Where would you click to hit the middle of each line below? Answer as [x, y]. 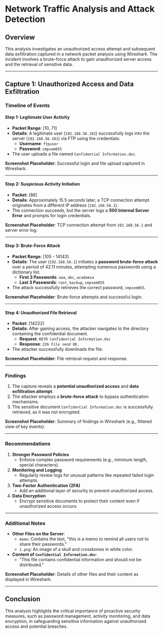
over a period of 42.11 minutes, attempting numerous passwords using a [84, 267]
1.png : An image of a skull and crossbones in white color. [76, 549]
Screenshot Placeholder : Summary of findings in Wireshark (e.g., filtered [78, 422]
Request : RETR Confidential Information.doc [65, 339]
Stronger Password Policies [41, 454]
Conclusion [23, 599]
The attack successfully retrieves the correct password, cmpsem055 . [79, 287]
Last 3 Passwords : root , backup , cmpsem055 [62, 282]
